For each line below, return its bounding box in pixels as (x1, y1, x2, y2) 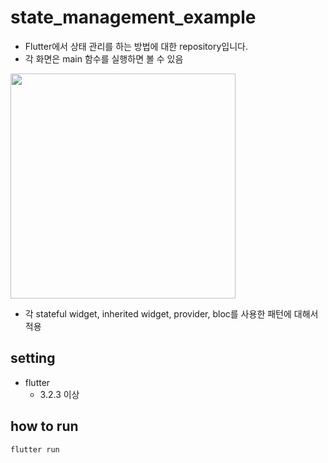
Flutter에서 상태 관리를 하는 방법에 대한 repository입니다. (24, 40, 248, 52)
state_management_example (10, 6, 257, 29)
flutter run (10, 444, 60, 455)
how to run (10, 418, 79, 435)
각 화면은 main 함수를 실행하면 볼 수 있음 (24, 52, 184, 65)
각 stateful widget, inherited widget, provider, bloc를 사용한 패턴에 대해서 (24, 307, 319, 320)
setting (10, 350, 56, 367)
